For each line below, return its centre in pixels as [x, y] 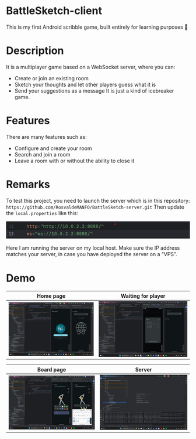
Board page [52, 369]
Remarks [28, 184]
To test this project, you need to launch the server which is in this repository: [98, 200]
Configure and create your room [53, 148]
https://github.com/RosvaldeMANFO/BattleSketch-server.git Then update [95, 207]
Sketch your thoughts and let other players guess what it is [85, 84]
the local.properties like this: [42, 213]
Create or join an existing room [51, 78]
